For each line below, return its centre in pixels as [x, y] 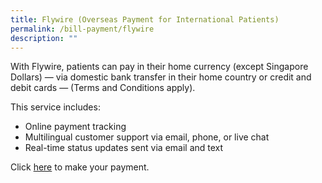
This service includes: [55, 107]
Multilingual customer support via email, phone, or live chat [147, 137]
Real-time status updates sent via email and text [124, 148]
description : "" [44, 38]
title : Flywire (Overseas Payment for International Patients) [145, 19]
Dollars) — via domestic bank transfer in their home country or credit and [161, 77]
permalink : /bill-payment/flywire [82, 29]
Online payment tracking [75, 127]
